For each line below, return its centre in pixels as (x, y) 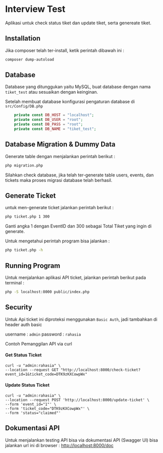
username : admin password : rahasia (43, 334)
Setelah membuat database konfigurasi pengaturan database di (70, 102)
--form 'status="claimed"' (33, 413)
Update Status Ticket (27, 385)
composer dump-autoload (30, 59)
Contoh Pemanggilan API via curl (39, 343)
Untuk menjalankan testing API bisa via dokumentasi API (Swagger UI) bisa (82, 440)
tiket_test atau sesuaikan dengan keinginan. (52, 92)
